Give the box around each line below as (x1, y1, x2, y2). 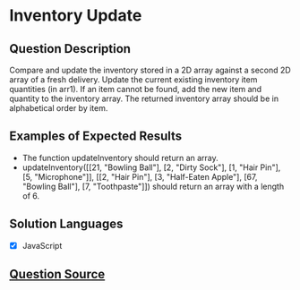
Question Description (9, 41, 132, 56)
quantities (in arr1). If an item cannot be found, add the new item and (9, 84, 262, 94)
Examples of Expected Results (9, 129, 183, 144)
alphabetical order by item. (9, 103, 108, 113)
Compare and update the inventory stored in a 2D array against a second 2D (9, 64, 291, 75)
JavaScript (21, 240, 63, 251)
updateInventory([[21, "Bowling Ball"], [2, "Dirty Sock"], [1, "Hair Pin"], (21, 162, 281, 173)
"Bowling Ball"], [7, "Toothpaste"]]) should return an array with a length (21, 181, 285, 192)
